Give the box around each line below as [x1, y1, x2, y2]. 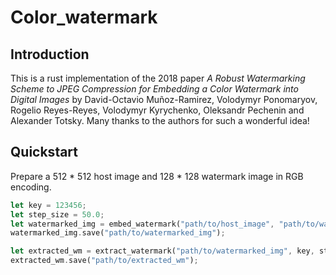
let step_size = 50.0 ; [10, 209, 105, 220]
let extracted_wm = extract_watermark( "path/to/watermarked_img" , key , [10, 246, 315, 256]
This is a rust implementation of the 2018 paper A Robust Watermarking [10, 72, 306, 84]
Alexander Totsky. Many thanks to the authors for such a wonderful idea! [10, 115, 310, 126]
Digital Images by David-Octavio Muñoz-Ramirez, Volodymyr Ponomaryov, [10, 94, 318, 105]
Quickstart [10, 144, 79, 161]
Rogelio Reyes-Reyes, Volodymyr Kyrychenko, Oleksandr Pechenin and [10, 104, 305, 116]
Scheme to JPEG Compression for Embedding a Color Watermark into [10, 83, 299, 95]
